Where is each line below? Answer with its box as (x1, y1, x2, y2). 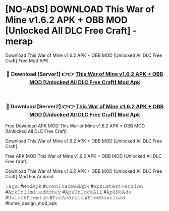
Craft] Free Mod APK (5, 57, 49, 63)
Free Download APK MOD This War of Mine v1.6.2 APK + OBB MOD (5, 122, 145, 129)
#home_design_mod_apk (5, 200, 57, 206)
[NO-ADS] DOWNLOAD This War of (5, 4, 155, 15)
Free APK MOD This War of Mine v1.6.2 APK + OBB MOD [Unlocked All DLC (5, 153, 162, 159)
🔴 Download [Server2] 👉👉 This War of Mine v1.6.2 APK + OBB (6, 103, 164, 110)
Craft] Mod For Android (5, 173, 54, 179)
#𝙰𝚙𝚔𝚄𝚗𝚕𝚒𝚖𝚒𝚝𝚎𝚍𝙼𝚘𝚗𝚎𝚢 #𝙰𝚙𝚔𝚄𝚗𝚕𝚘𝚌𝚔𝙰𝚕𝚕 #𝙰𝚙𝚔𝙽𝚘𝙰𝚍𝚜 (5, 189, 132, 195)
